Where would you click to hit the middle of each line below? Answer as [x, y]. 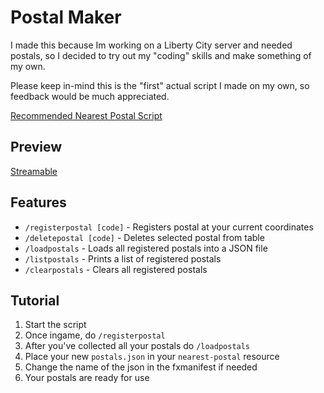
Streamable [34, 171]
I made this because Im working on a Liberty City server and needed [151, 45]
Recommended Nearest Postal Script [86, 115]
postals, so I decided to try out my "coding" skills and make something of [161, 55]
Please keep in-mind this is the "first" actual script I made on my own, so [160, 85]
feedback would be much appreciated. [90, 96]
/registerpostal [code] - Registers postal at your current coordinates [169, 227]
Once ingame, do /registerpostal [95, 335]
